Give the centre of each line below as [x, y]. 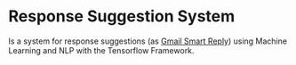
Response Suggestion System [122, 16]
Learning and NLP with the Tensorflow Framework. [101, 50]
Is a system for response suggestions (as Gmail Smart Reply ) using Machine [148, 41]
